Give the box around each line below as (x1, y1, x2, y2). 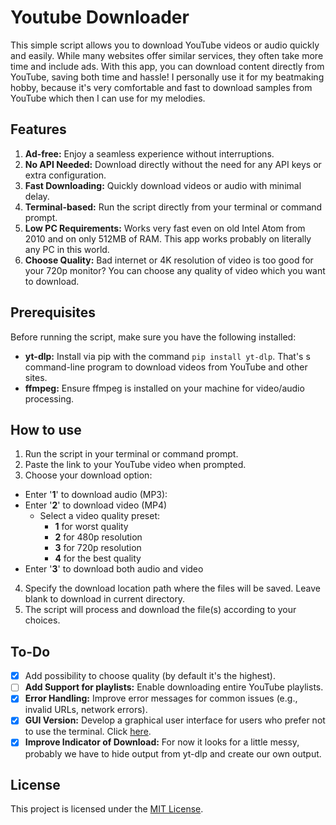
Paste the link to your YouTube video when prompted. (24, 459, 247, 471)
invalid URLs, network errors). (24, 704, 148, 716)
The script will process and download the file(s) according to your (24, 604, 297, 616)
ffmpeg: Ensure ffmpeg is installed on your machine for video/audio (24, 382, 305, 394)
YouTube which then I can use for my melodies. (10, 92, 206, 104)
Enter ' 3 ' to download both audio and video (24, 563, 204, 575)
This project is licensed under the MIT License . (10, 803, 204, 815)
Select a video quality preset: (39, 510, 161, 522)
